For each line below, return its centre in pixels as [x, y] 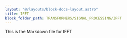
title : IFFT [17, 14]
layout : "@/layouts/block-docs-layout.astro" [51, 9]
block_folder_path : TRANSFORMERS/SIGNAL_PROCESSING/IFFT [63, 18]
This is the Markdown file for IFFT [39, 32]
